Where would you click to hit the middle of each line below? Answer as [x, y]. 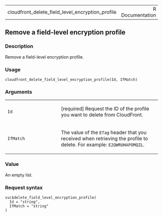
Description [19, 46]
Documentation [139, 15]
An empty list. [19, 175]
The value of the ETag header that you [104, 133]
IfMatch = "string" [29, 206]
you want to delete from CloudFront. [102, 115]
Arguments [19, 92]
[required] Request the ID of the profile [105, 109]
